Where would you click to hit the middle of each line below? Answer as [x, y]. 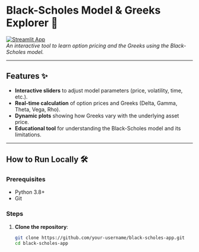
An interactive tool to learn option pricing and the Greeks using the [88, 46]
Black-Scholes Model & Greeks [84, 10]
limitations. [28, 135]
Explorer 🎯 [32, 23]
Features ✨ [27, 76]
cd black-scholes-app [41, 243]
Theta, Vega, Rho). [37, 109]
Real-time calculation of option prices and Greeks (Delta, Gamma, [96, 103]
